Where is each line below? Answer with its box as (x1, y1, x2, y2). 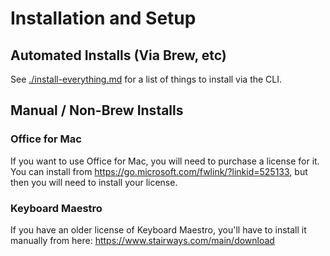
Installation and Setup (10, 7, 197, 30)
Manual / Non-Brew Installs (10, 102, 184, 119)
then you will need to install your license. (10, 176, 178, 188)
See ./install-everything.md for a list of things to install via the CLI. (10, 73, 283, 85)
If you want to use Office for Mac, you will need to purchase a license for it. (10, 155, 320, 167)
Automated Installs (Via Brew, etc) (10, 47, 227, 64)
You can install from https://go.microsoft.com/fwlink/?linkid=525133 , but (10, 165, 308, 177)
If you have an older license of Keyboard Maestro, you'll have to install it (10, 223, 307, 236)
